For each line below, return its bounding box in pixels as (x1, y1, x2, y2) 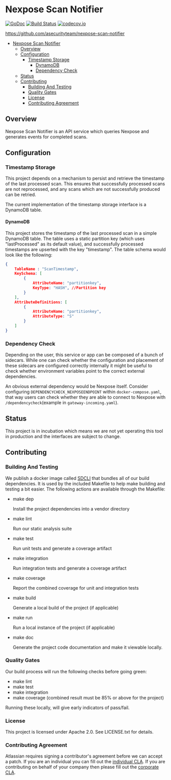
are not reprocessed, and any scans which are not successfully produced (5, 186, 160, 192)
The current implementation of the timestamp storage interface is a (5, 202, 146, 208)
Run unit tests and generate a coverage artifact (12, 545, 112, 551)
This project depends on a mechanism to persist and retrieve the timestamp (5, 175, 165, 182)
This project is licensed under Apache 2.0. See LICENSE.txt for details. (5, 729, 154, 735)
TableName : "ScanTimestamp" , (14, 266, 79, 272)
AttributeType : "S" (32, 314, 74, 319)
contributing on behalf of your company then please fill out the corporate (5, 764, 159, 770)
